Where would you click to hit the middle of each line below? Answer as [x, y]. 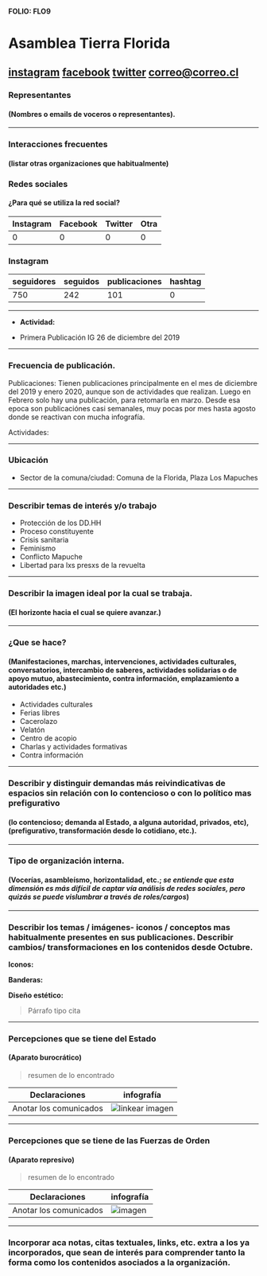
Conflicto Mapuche [51, 557]
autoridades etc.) [37, 687]
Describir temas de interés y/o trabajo [83, 505]
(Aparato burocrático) [45, 1057]
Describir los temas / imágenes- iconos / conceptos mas [119, 927]
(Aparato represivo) [42, 1159]
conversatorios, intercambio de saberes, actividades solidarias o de [122, 670]
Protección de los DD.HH [60, 523]
